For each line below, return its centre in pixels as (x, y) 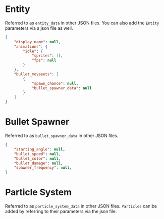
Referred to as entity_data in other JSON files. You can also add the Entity (82, 23)
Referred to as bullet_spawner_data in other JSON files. (62, 136)
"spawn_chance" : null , (55, 83)
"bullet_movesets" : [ (36, 74)
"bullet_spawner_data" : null (62, 88)
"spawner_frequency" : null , (43, 168)
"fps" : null (44, 61)
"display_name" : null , (37, 42)
